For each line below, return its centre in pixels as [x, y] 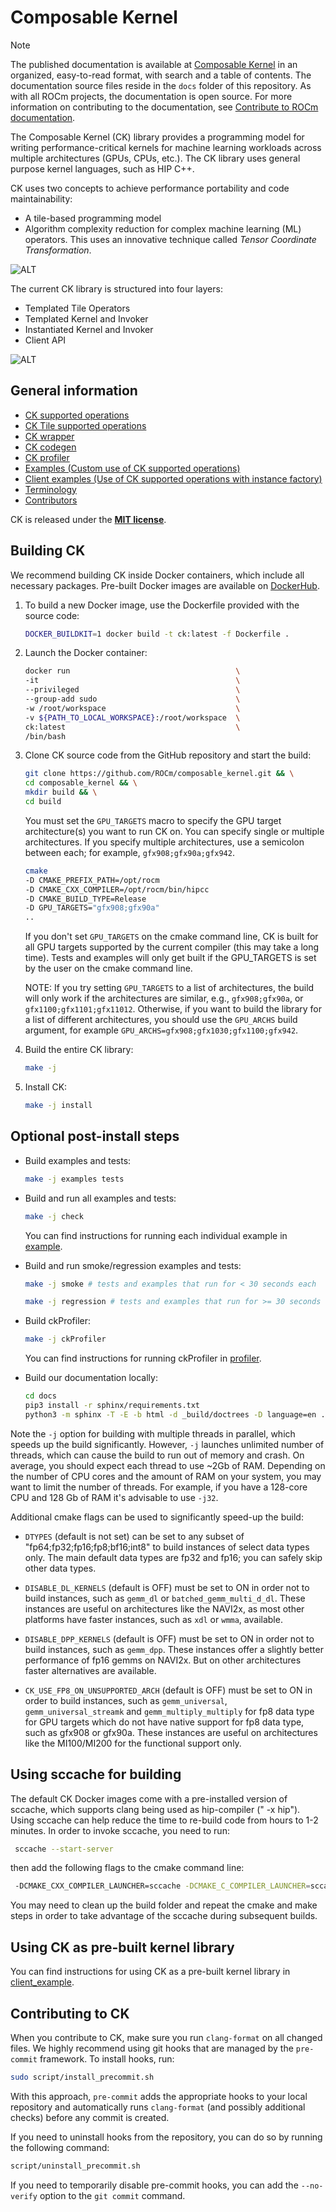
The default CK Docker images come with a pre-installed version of [149, 1798]
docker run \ [132, 671]
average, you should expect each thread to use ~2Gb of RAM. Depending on [168, 1465]
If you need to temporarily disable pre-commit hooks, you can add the [154, 2185]
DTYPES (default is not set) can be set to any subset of [134, 1536]
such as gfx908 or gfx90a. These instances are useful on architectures [171, 1732]
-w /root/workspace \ [132, 708]
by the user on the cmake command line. [108, 968]
